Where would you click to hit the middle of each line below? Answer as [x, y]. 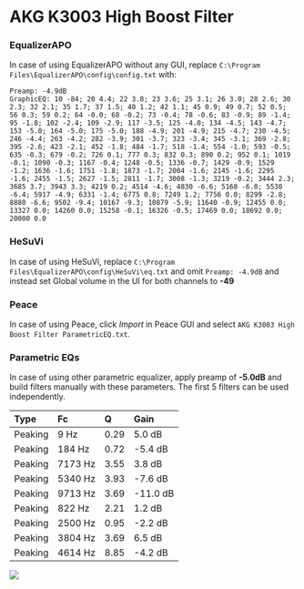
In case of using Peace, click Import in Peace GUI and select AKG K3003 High [152, 324]
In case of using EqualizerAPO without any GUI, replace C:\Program [135, 65]
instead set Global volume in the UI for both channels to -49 [122, 280]
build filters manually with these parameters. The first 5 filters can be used [149, 387]
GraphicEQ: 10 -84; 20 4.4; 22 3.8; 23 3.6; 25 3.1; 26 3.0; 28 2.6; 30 [150, 99]
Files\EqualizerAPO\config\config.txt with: [93, 75]
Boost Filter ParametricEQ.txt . [70, 334]
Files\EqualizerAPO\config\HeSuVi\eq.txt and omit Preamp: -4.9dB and [144, 271]
